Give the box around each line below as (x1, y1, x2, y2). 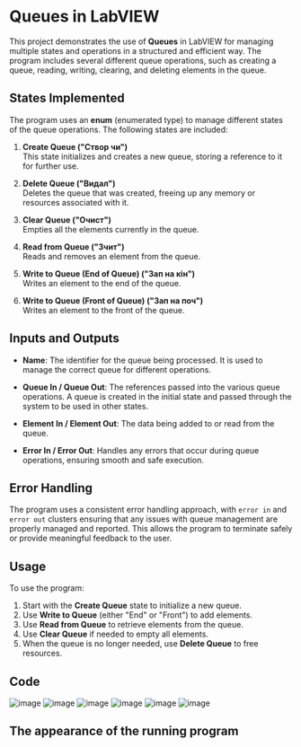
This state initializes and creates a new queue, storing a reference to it (22, 151, 283, 162)
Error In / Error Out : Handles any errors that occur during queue (22, 444, 260, 455)
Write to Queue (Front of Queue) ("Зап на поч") (22, 294, 204, 306)
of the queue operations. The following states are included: (9, 124, 228, 135)
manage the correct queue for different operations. (22, 364, 211, 374)
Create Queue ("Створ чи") (22, 141, 128, 152)
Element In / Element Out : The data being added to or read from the (22, 417, 275, 428)
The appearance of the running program (9, 724, 239, 739)
